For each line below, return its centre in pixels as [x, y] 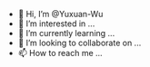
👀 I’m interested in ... [56, 24]
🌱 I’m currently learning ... [66, 33]
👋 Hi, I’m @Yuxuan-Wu [60, 14]
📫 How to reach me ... [60, 53]
